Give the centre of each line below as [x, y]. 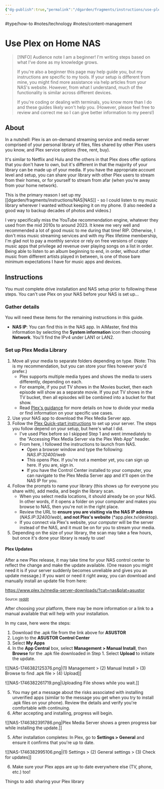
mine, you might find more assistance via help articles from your [82, 82]
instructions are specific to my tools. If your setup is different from [83, 77]
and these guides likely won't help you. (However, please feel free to [86, 107]
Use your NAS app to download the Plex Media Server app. [72, 418]
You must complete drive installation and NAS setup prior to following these [81, 289]
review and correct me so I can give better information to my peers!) [86, 112]
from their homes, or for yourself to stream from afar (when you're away [78, 180]
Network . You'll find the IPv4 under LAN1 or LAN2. [63, 337]
